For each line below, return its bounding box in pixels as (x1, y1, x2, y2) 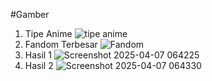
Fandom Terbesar (24, 39, 98, 50)
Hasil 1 (24, 49, 52, 61)
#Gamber (10, 9, 50, 20)
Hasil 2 (24, 60, 54, 71)
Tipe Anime (24, 28, 73, 39)
